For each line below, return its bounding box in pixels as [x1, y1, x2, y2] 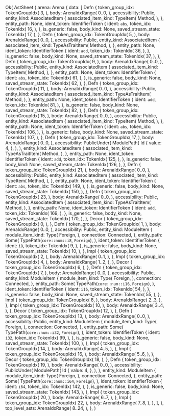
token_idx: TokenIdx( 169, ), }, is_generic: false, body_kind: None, [5, 210, 142, 216]
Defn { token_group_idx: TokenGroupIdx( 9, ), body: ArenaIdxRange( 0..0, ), [5, 59, 163, 64]
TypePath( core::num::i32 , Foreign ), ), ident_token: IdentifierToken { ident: [5, 329, 160, 335]
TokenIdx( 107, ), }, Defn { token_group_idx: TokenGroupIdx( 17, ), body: [5, 135, 155, 140]
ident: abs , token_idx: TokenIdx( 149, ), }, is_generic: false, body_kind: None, [5, 183, 165, 189]
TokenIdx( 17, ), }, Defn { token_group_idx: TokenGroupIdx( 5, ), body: [5, 32, 151, 37]
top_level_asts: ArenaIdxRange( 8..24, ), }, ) [5, 405, 96, 411]
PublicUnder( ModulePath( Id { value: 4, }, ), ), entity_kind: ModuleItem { [5, 367, 156, 373]
